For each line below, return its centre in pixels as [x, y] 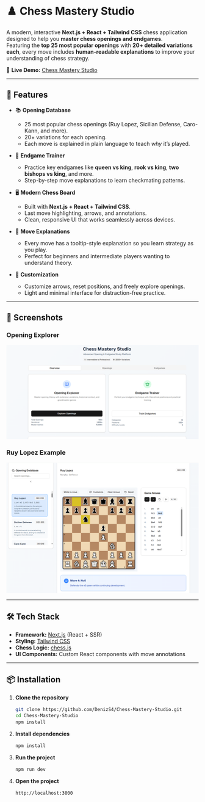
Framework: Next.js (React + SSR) [59, 634]
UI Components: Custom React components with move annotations [100, 654]
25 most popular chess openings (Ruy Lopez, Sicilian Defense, [103, 124]
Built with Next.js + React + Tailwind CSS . [77, 206]
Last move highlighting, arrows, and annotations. [85, 213]
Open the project [37, 781]
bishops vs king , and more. [59, 173]
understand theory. [49, 262]
